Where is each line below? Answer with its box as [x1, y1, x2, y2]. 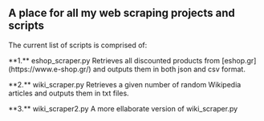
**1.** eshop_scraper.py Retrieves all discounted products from [8, 55, 221, 65]
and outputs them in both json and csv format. [92, 64, 246, 74]
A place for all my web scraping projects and [8, 6, 235, 20]
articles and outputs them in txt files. [8, 88, 130, 98]
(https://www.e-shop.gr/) [8, 64, 91, 74]
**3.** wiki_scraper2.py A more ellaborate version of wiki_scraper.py [8, 103, 238, 113]
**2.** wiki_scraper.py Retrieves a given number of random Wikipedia [8, 79, 242, 89]
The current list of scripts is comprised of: [8, 40, 148, 50]
